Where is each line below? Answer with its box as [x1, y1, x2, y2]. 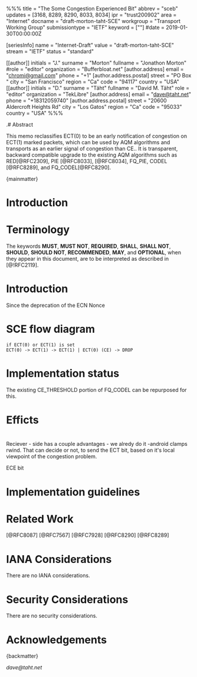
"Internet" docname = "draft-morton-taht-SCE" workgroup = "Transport [6, 18, 181, 24]
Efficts [6, 413, 40, 427]
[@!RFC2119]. [6, 261, 39, 268]
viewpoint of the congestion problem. [6, 453, 97, 460]
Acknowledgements [6, 633, 107, 646]
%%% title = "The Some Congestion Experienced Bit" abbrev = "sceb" [6, 5, 178, 12]
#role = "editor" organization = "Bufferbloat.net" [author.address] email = [6, 66, 184, 73]
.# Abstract [6, 121, 34, 128]
